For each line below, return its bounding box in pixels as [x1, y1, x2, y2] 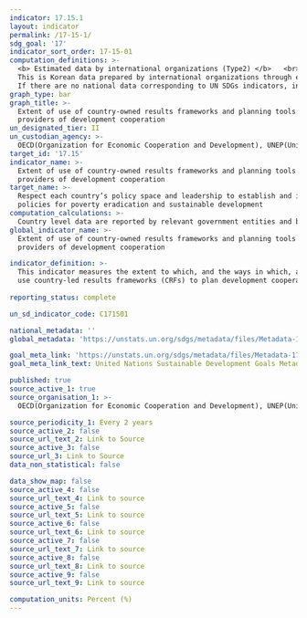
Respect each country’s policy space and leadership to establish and [17, 192, 292, 201]
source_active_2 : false [9, 426, 101, 435]
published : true [9, 376, 71, 385]
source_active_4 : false [9, 485, 101, 494]
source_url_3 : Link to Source [9, 452, 125, 461]
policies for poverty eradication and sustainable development [17, 200, 263, 210]
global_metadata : [9, 334, 76, 343]
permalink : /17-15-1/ [9, 30, 92, 39]
